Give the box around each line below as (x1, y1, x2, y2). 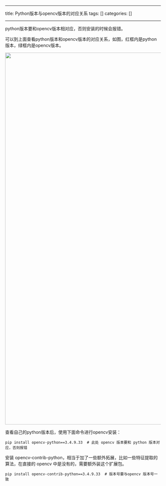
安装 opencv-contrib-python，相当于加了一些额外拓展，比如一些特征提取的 (5, 455, 158, 460)
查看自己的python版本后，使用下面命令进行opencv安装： (5, 429, 121, 435)
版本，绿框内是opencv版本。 (5, 43, 64, 48)
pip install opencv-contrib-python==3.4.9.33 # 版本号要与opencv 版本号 (5, 472, 154, 477)
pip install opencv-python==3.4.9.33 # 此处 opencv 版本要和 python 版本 (5, 440, 157, 445)
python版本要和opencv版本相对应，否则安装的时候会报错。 (5, 26, 125, 31)
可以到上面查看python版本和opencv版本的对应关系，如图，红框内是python (5, 36, 157, 42)
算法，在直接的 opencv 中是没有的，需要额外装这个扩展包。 (5, 461, 127, 467)
